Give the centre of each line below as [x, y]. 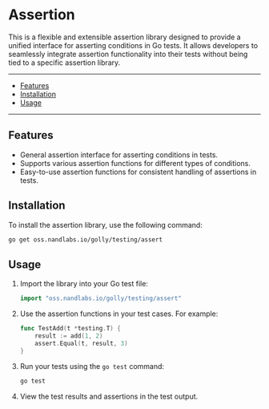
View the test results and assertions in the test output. [109, 396]
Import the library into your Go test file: [84, 284]
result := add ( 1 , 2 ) [69, 336]
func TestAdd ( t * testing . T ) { [70, 329]
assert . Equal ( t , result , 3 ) [81, 343]
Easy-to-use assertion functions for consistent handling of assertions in [138, 172]
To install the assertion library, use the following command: [105, 225]
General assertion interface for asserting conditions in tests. [119, 155]
